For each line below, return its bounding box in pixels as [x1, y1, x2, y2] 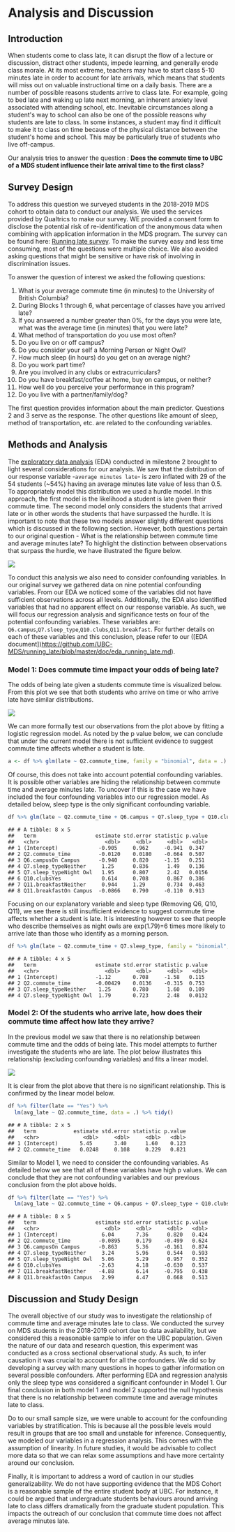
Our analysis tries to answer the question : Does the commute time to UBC [8, 154, 223, 162]
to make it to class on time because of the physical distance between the [8, 126, 218, 133]
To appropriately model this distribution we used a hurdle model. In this [8, 487, 212, 495]
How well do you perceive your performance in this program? [17, 383, 195, 391]
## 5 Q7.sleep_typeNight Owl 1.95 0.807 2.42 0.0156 [8, 869, 209, 876]
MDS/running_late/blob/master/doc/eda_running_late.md [8, 647, 172, 656]
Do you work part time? [17, 360, 86, 369]
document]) [8, 640, 42, 648]
